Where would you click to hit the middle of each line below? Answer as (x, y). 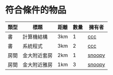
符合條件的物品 (36, 10)
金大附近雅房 (38, 65)
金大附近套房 (38, 55)
